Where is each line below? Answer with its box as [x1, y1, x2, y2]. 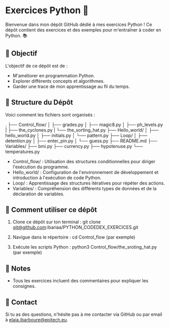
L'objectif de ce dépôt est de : [5, 63, 68, 69]
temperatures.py [5, 148, 40, 155]
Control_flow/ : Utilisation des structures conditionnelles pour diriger [12, 158, 156, 164]
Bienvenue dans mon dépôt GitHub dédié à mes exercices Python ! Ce [5, 21, 152, 27]
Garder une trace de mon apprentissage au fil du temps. [12, 83, 130, 90]
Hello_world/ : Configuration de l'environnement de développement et [12, 169, 159, 175]
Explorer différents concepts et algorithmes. [12, 78, 105, 84]
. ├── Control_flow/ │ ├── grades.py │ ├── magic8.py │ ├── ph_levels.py [5, 122, 163, 128]
